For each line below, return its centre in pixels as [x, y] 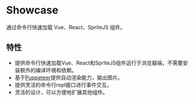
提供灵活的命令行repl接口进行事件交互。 [63, 85]
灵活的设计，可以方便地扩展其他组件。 [61, 92]
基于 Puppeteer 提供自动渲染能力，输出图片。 [69, 78]
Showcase [32, 10]
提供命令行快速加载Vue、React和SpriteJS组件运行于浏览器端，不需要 [99, 63]
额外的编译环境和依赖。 [48, 70]
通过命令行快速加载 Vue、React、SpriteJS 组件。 [66, 27]
